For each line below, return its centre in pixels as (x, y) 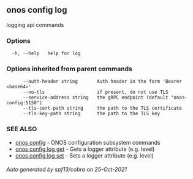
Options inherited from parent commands (70, 69)
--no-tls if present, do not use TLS (95, 92)
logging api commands (35, 25)
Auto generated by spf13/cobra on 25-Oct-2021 (67, 169)
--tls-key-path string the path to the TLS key (91, 114)
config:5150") (25, 103)
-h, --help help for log (46, 54)
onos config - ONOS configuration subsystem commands (88, 142)
